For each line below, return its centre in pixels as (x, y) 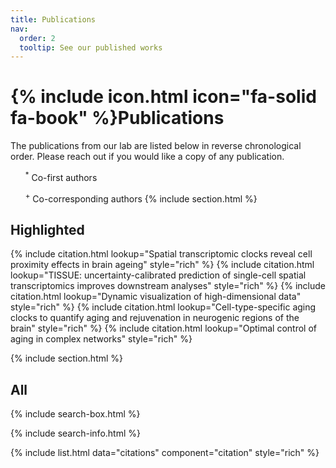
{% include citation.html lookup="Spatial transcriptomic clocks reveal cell (161, 254)
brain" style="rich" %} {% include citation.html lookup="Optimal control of (163, 328)
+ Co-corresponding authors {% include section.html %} (141, 198)
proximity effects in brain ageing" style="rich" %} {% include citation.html (162, 265)
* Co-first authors (61, 176)
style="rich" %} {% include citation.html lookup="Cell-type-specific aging (163, 307)
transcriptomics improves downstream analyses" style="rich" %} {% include (168, 286)
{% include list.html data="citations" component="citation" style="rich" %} (165, 453)
